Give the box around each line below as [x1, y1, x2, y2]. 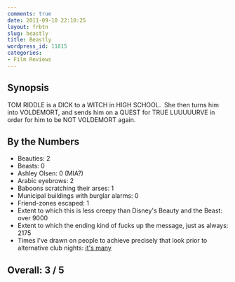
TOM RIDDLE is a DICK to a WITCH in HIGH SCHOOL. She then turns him [7, 100, 220, 109]
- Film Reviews [7, 56, 52, 63]
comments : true [7, 10, 52, 18]
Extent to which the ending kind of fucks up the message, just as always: [17, 222, 229, 230]
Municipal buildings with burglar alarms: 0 [17, 192, 139, 200]
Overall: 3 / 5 [7, 264, 65, 276]
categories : [7, 50, 42, 57]
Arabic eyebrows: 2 [17, 177, 74, 185]
